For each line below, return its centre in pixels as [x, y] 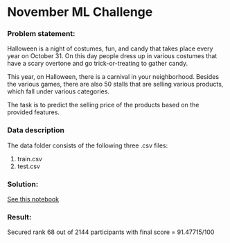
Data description [36, 130]
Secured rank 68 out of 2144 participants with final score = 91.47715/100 [111, 232]
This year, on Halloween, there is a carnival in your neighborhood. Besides [113, 77]
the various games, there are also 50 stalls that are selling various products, [115, 84]
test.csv [28, 166]
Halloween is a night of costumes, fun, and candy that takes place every [110, 48]
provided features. [34, 112]
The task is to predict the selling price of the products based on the [103, 105]
